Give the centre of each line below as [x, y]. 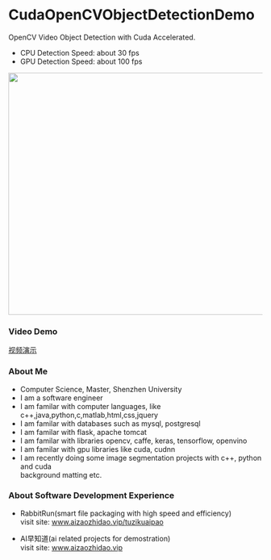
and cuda [36, 466]
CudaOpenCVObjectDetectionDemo [132, 15]
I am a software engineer [61, 398]
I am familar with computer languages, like [90, 406]
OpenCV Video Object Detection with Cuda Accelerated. [102, 37]
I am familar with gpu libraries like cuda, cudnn [98, 449]
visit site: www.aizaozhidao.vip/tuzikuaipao [92, 521]
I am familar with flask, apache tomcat [83, 432]
